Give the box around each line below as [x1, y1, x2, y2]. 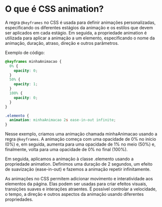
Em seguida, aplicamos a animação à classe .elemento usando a [5, 156, 134, 162]
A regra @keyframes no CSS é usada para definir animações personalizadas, [5, 19, 156, 25]
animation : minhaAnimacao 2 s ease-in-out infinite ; [9, 118, 116, 123]
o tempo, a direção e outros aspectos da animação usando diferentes [5, 191, 144, 197]
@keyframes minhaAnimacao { [5, 59, 62, 64]
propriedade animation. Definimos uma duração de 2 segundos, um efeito [5, 161, 153, 167]
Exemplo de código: [5, 50, 45, 56]
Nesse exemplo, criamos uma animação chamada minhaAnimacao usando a [5, 131, 158, 137]
